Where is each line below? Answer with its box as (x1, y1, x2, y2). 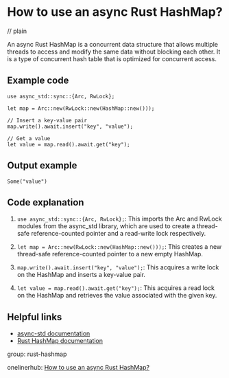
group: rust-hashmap (7, 350, 67, 358)
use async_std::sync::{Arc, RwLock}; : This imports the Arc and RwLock (16, 214, 222, 223)
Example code (7, 75, 69, 87)
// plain (7, 27, 27, 35)
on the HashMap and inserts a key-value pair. (16, 271, 146, 279)
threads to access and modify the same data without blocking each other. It (7, 47, 221, 56)
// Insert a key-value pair (7, 117, 88, 124)
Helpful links (7, 311, 62, 323)
